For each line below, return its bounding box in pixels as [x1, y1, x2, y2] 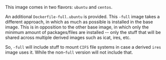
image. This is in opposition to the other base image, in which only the [5, 24, 149, 30]
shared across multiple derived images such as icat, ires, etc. [5, 34, 131, 40]
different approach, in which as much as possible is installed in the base [5, 19, 153, 25]
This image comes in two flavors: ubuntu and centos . [5, 4, 113, 10]
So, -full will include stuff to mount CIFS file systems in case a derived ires [5, 44, 161, 50]
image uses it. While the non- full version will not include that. [5, 49, 133, 55]
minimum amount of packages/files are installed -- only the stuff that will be [5, 30, 161, 35]
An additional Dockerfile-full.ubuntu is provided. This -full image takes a [5, 14, 160, 19]
